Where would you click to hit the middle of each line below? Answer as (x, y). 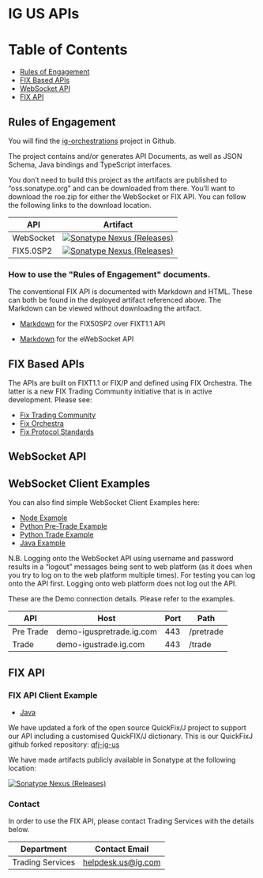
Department (44, 849)
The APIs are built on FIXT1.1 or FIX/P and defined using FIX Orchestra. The (130, 383)
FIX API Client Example (53, 695)
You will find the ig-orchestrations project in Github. (92, 141)
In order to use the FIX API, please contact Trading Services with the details (131, 821)
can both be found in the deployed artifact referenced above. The (115, 300)
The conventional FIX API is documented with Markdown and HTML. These (130, 292)
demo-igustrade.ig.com (101, 645)
